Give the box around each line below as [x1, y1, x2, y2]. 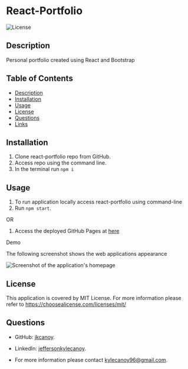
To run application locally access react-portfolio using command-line [14, 199, 183, 206]
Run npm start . [14, 205, 51, 212]
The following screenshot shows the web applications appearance [6, 251, 167, 258]
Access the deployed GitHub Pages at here [14, 228, 120, 235]
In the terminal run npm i [14, 166, 74, 173]
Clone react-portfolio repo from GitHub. [14, 153, 111, 160]
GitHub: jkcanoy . [14, 333, 55, 340]
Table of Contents [6, 74, 74, 84]
